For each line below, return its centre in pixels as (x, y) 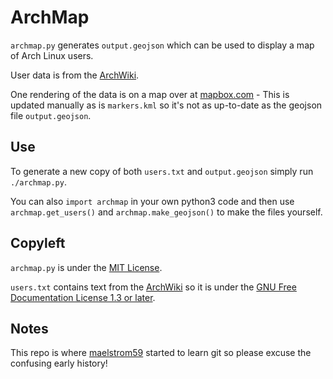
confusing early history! (59, 363)
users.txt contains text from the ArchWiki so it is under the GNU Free (153, 287)
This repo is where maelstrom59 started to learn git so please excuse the (161, 353)
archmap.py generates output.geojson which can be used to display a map (162, 45)
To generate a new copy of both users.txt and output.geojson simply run (162, 171)
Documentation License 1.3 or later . (83, 297)
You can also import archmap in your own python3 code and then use (152, 201)
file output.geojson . (51, 115)
